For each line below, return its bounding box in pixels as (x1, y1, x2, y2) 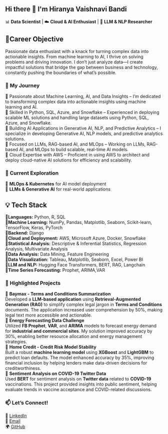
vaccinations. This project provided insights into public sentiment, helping (5, 381, 157, 387)
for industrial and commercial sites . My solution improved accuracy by (5, 328, 152, 334)
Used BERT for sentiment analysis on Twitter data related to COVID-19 (5, 376, 151, 382)
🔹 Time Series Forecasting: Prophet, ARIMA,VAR (5, 267, 105, 273)
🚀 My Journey (5, 82, 40, 89)
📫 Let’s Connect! (5, 399, 48, 406)
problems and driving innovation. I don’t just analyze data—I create (5, 58, 143, 65)
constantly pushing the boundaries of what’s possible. (5, 69, 116, 75)
